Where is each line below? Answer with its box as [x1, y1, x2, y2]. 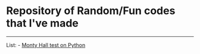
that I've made [6, 16, 79, 30]
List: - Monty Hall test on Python [6, 41, 86, 48]
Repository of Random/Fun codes [6, 4, 176, 18]
